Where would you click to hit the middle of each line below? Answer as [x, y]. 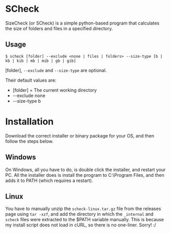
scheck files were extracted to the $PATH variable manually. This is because [85, 220]
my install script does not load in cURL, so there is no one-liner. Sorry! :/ [81, 225]
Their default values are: [31, 80]
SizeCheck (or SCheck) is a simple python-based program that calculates [82, 23]
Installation [30, 121]
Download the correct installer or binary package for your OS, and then [80, 135]
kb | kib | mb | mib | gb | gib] [41, 61]
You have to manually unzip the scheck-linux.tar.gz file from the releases [83, 209]
